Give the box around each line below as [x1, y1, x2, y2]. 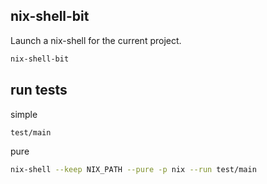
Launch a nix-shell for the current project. [10, 34, 182, 46]
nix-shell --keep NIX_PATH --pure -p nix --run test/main [10, 165, 257, 175]
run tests [10, 82, 68, 99]
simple [10, 108, 38, 120]
